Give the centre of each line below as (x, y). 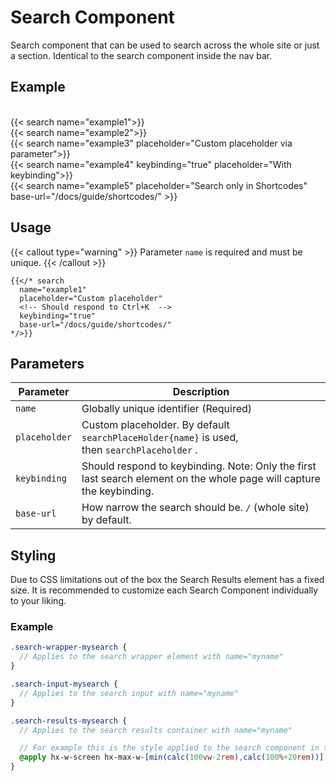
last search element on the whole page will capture (201, 479)
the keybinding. (118, 491)
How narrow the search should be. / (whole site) (195, 508)
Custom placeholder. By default (155, 425)
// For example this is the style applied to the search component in (169, 748)
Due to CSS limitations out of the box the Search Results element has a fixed (167, 580)
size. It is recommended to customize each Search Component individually (164, 590)
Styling (33, 555)
